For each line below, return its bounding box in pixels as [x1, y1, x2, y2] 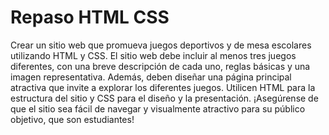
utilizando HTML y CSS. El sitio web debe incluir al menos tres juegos [10, 49, 297, 61]
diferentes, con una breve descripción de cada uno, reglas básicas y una [10, 60, 311, 72]
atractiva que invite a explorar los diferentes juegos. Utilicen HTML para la [10, 81, 316, 93]
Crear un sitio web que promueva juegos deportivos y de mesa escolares [10, 39, 312, 51]
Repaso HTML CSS [10, 6, 170, 29]
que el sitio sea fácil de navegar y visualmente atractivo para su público [10, 102, 306, 115]
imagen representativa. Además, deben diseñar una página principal [10, 71, 292, 83]
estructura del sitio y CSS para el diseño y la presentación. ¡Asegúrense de [10, 92, 319, 104]
